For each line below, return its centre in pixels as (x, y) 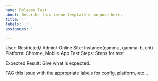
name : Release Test (26, 10)
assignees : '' (21, 29)
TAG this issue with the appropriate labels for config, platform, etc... (77, 73)
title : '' (16, 19)
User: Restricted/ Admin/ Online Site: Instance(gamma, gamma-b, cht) (80, 48)
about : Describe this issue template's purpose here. (64, 15)
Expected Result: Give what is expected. (48, 63)
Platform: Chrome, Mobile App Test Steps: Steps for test (65, 53)
